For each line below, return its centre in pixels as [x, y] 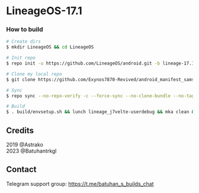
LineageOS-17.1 [44, 11]
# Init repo [21, 58]
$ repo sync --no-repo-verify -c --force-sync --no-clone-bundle [88, 96]
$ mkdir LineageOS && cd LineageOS [50, 47]
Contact [21, 170]
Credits [20, 131]
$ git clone [21, 79]
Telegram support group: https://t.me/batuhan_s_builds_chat [80, 184]
